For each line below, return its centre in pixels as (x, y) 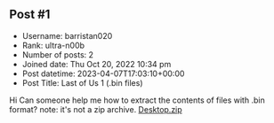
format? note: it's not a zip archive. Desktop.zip (96, 109)
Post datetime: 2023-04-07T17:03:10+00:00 (103, 73)
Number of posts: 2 (58, 54)
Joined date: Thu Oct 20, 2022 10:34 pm (97, 64)
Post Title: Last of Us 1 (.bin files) (83, 82)
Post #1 (30, 15)
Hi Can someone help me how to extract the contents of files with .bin (137, 100)
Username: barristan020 (67, 35)
